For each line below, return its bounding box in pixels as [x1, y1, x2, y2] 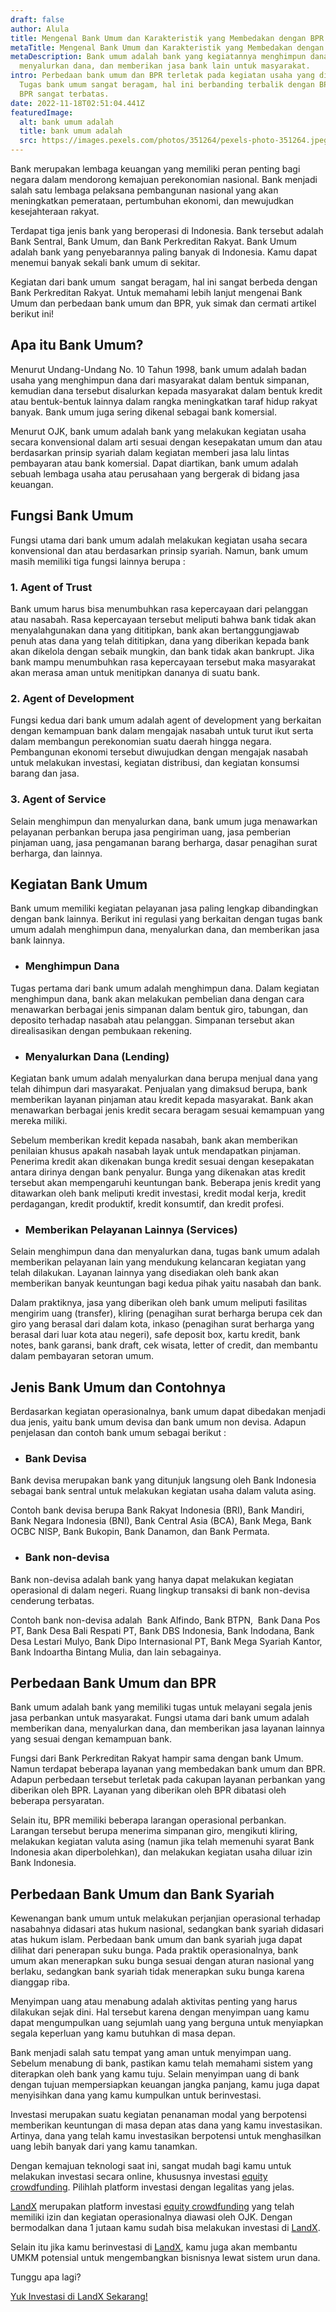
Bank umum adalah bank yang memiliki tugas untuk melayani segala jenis [10, 1701, 313, 1713]
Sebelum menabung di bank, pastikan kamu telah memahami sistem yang [10, 2057, 313, 2070]
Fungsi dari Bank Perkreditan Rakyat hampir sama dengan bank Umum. [10, 1752, 304, 1765]
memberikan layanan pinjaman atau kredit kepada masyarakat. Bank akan [10, 1093, 314, 1105]
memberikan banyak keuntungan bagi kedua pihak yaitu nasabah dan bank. [10, 1277, 322, 1290]
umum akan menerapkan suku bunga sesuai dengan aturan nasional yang [10, 1955, 315, 1967]
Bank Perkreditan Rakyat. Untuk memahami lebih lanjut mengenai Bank [10, 287, 303, 298]
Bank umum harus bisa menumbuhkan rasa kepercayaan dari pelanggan [10, 602, 309, 615]
